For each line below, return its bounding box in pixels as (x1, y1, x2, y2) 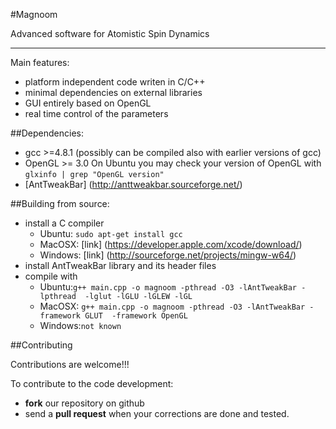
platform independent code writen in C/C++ (24, 76, 206, 88)
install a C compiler (24, 217, 105, 229)
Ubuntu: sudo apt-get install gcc (39, 228, 183, 239)
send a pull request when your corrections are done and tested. (24, 408, 290, 419)
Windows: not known (39, 320, 122, 331)
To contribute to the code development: (10, 378, 174, 389)
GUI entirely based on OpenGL (24, 97, 152, 109)
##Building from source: (10, 198, 110, 209)
